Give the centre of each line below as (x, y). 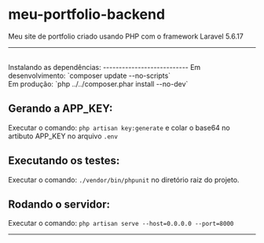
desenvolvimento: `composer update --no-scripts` (90, 75)
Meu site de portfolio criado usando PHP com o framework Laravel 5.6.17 (126, 36)
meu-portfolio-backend (87, 15)
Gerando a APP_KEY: (60, 109)
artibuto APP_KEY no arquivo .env (63, 136)
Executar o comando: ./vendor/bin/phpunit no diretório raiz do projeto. (124, 179)
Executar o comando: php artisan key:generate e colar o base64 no (119, 127)
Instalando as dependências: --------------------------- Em (104, 67)
